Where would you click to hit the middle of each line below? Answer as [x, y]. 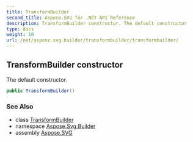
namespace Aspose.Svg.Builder [55, 126]
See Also [20, 106]
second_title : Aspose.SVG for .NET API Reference [71, 18]
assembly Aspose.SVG [44, 132]
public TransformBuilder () [41, 91]
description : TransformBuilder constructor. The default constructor [97, 23]
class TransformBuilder [44, 119]
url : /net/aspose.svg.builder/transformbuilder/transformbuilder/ [93, 40]
